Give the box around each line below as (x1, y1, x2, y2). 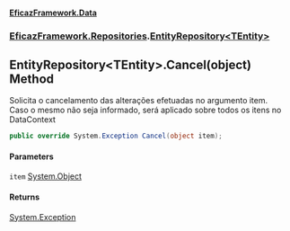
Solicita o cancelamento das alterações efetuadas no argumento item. (9, 95, 268, 106)
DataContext (9, 114, 57, 125)
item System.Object (9, 171, 83, 182)
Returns (9, 191, 40, 202)
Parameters (9, 151, 54, 162)
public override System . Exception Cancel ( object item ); (9, 131, 223, 141)
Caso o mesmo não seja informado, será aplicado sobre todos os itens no (9, 104, 282, 116)
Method (9, 71, 55, 86)
